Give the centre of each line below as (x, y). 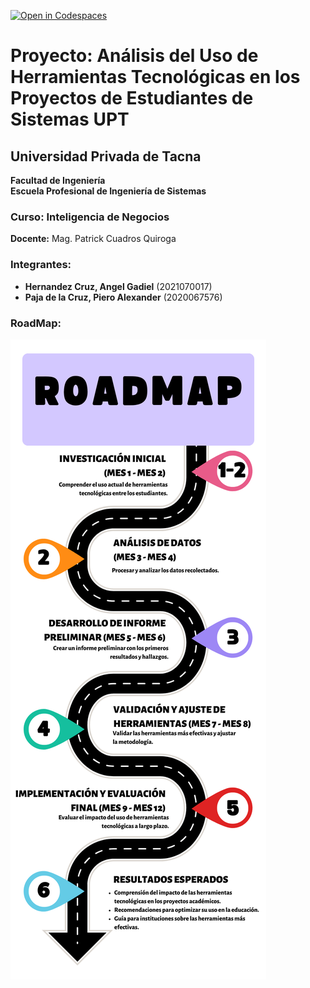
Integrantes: (41, 265)
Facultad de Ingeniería (58, 180)
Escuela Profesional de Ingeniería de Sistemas (108, 191)
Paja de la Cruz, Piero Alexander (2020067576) (123, 297)
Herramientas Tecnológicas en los (155, 77)
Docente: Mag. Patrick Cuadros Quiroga (93, 239)
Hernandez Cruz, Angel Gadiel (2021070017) (118, 286)
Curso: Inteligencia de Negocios (90, 217)
